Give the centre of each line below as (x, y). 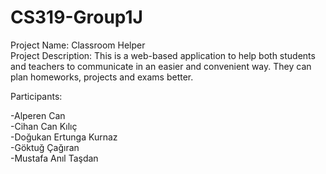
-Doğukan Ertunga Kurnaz (64, 137)
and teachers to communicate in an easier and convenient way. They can (161, 66)
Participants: (36, 96)
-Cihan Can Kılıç (44, 126)
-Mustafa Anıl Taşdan (54, 158)
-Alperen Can (38, 115)
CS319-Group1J (76, 17)
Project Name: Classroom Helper (78, 45)
